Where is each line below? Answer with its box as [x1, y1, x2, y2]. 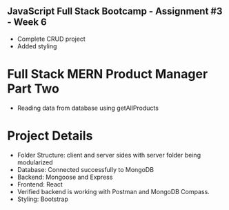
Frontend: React [17, 180, 63, 189]
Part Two [7, 81, 60, 96]
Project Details [7, 128, 93, 144]
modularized [17, 158, 53, 166]
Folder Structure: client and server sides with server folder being [17, 151, 201, 159]
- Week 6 [7, 17, 47, 28]
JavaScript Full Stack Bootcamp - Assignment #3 [7, 6, 223, 17]
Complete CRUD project [17, 35, 86, 43]
